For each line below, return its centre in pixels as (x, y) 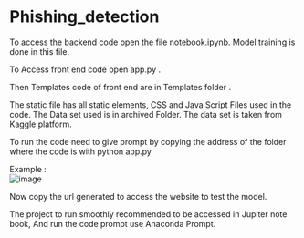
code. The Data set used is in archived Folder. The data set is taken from (146, 114)
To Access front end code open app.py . (85, 69)
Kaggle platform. (41, 124)
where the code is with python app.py (81, 151)
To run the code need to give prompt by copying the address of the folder (148, 141)
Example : (28, 169)
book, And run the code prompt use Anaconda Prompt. (113, 223)
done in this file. (40, 51)
